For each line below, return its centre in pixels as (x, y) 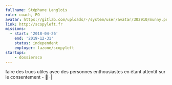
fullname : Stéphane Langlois (36, 10)
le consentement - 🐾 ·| (29, 77)
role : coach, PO (23, 15)
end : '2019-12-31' (34, 39)
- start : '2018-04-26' (34, 34)
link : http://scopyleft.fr (34, 24)
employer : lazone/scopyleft (44, 48)
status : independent (36, 43)
